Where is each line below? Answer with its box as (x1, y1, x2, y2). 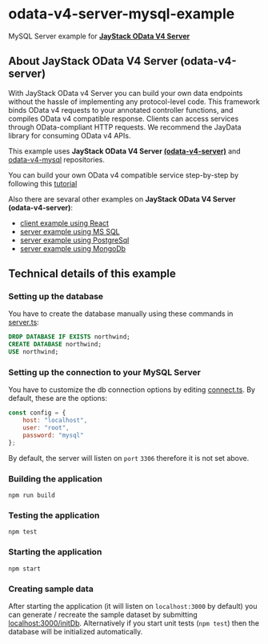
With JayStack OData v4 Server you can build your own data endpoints (8, 88, 243, 98)
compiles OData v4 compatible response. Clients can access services (8, 114, 239, 123)
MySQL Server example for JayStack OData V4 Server (8, 31, 190, 41)
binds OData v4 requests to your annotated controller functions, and (8, 105, 234, 114)
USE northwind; (8, 348, 59, 356)
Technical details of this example (8, 267, 176, 281)
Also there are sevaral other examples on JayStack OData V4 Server (8, 194, 236, 204)
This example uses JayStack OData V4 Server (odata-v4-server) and (8, 146, 242, 156)
